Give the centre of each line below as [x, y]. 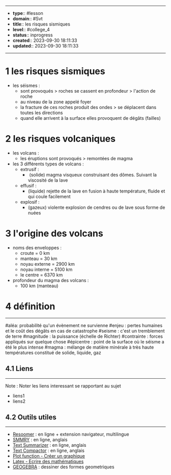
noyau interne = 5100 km [46, 269]
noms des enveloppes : [37, 247]
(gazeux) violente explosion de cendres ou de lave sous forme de [96, 207]
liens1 [19, 396]
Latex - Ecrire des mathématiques [48, 462]
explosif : [30, 202]
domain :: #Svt [28, 19]
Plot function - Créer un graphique [49, 456]
